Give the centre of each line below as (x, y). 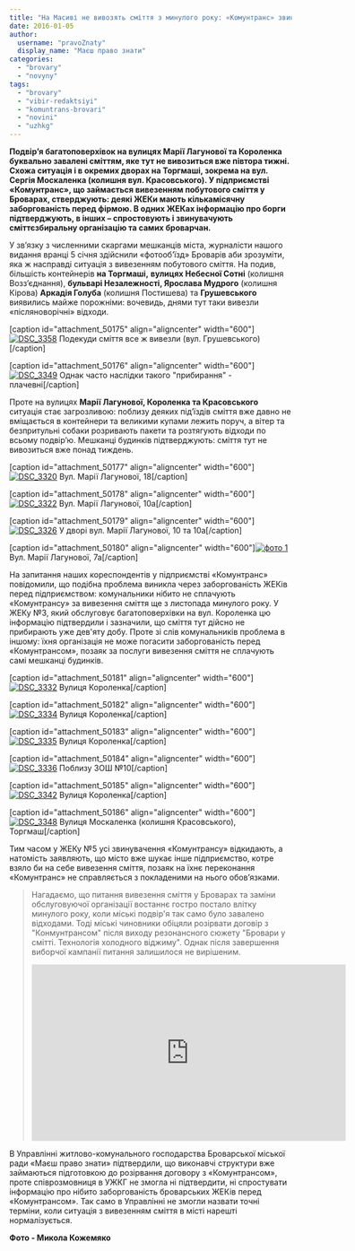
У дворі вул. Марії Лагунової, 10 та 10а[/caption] (150, 530)
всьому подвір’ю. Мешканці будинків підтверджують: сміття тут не (138, 440)
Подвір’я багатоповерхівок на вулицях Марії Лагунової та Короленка (146, 152)
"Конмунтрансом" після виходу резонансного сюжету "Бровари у (158, 933)
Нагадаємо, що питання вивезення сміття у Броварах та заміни (153, 895)
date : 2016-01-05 (42, 26)
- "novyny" (38, 76)
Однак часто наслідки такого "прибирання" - (146, 375)
